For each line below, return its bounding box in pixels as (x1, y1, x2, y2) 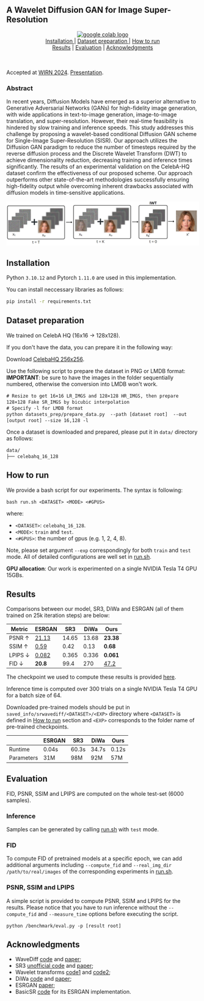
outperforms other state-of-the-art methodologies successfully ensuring (6, 176, 189, 183)
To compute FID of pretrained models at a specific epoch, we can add (6, 855, 182, 863)
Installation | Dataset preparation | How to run (45, 37, 160, 45)
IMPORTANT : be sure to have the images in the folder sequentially (6, 374, 174, 381)
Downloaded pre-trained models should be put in (6, 704, 130, 711)
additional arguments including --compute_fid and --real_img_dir (6, 861, 172, 869)
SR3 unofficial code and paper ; (15, 962, 93, 970)
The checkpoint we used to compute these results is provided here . (6, 673, 177, 681)
